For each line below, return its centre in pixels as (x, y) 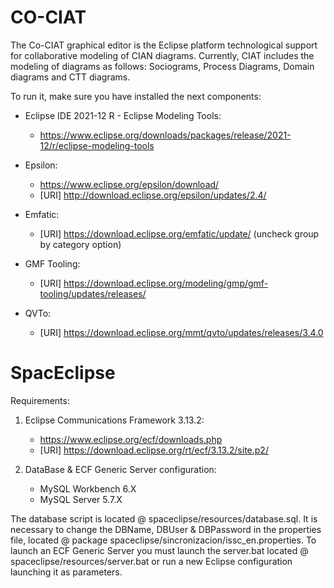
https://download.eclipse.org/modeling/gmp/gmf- (166, 283)
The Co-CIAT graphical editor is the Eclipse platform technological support (164, 45)
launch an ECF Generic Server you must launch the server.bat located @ (159, 550)
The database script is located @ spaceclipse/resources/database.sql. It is (164, 518)
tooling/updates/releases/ (93, 293)
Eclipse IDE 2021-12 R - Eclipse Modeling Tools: (123, 115)
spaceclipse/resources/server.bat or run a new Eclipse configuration (151, 561)
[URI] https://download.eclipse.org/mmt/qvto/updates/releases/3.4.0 (181, 332)
